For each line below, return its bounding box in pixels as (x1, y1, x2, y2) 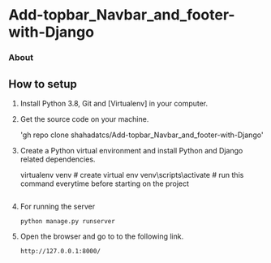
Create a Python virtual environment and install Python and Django (19, 145, 243, 155)
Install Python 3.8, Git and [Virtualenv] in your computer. (19, 98, 209, 108)
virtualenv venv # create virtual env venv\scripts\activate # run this (19, 170, 244, 179)
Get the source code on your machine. (19, 114, 149, 123)
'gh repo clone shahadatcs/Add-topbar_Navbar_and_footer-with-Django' (19, 130, 264, 140)
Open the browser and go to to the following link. (19, 231, 184, 241)
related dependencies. (19, 154, 96, 164)
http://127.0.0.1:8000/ (19, 247, 101, 255)
